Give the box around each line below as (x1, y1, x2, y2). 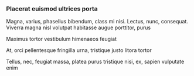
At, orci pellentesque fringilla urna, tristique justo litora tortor (6, 47, 152, 54)
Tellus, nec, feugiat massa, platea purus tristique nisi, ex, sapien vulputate (6, 58, 185, 65)
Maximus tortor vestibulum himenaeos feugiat (6, 36, 117, 43)
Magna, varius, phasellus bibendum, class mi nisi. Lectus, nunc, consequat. (6, 18, 189, 25)
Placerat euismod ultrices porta (6, 5, 98, 13)
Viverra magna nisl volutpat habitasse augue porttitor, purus (6, 24, 151, 31)
